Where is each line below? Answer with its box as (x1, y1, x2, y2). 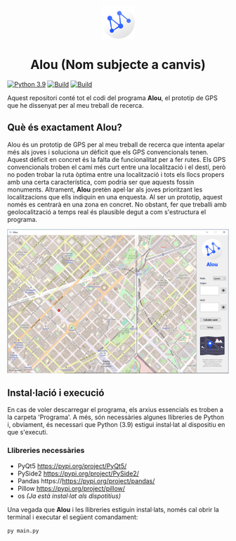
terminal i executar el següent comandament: (7, 513, 138, 521)
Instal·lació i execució (7, 387, 105, 399)
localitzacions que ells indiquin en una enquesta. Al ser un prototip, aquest (7, 192, 223, 201)
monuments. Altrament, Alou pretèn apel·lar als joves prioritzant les (7, 185, 203, 194)
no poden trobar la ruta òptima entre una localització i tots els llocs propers (7, 170, 225, 178)
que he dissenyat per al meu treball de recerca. (7, 101, 144, 109)
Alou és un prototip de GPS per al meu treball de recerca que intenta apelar (7, 140, 225, 149)
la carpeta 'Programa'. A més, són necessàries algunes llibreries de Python (7, 413, 225, 421)
